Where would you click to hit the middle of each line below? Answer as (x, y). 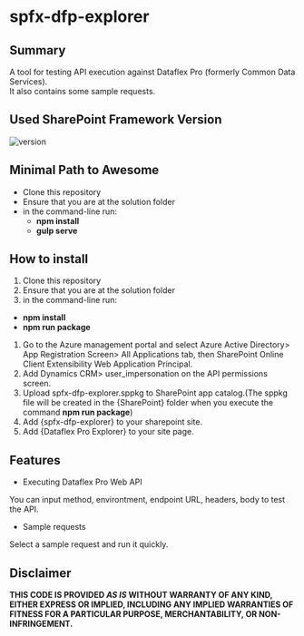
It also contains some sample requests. (83, 91)
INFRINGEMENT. (41, 624)
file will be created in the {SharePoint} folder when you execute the (148, 403)
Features (35, 460)
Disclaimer (40, 573)
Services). (29, 82)
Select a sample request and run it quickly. (89, 544)
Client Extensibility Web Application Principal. (108, 364)
